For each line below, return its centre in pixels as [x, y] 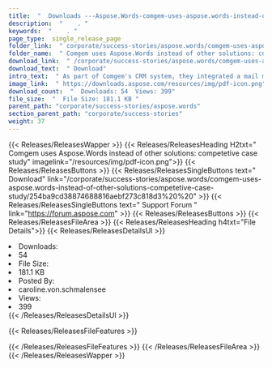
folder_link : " [36, 46]
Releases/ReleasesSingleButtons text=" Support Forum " [103, 204]
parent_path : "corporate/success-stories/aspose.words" [104, 106]
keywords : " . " [43, 31]
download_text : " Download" [57, 69]
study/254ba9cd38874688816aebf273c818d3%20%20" [102, 196]
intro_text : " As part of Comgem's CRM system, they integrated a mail [134, 76]
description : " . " [49, 24]
